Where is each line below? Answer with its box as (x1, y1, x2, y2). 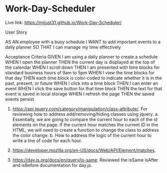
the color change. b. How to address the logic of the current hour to (12, 132, 152, 138)
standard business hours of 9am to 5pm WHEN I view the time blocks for (5, 69, 155, 75)
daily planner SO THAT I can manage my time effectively (5, 44, 121, 50)
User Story (5, 29, 27, 35)
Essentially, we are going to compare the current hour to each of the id (12, 116, 158, 122)
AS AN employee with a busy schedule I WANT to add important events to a (5, 38, 161, 45)
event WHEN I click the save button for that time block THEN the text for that (5, 85, 163, 91)
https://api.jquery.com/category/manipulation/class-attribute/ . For (12, 106, 148, 112)
